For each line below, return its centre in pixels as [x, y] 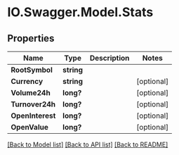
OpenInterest [33, 116]
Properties [31, 38]
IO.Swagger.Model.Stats [80, 12]
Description [110, 58]
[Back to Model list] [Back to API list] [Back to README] [88, 144]
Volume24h [31, 93]
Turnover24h [33, 104]
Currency [27, 81]
